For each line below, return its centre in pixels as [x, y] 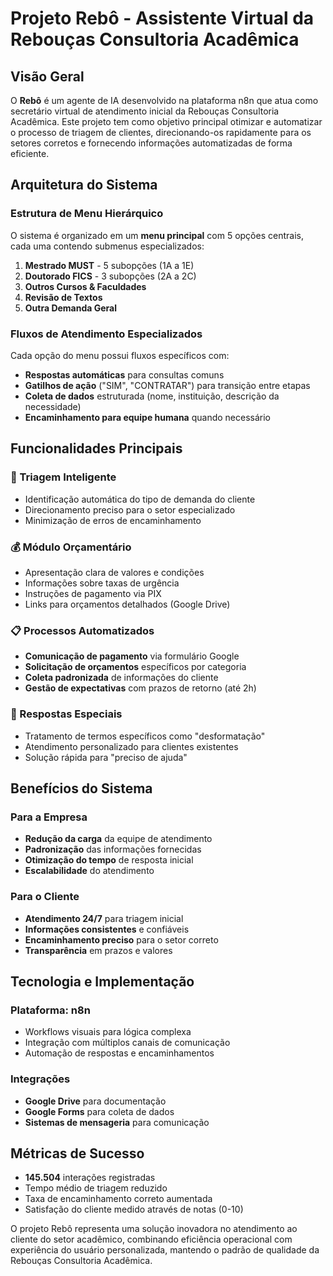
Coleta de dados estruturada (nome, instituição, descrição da [152, 396]
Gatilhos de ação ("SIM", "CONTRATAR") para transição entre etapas [167, 385]
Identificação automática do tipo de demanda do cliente [140, 499]
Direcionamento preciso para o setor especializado [130, 509]
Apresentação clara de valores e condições [114, 572]
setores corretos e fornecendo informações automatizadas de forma [151, 143]
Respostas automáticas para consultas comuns [124, 374]
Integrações [40, 1079]
